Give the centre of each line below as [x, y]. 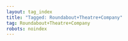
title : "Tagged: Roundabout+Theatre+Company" [64, 17]
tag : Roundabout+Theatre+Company [48, 23]
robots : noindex [27, 29]
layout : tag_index [29, 12]
